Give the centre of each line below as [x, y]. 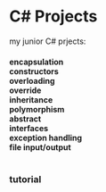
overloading [32, 80]
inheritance [31, 99]
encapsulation [37, 62]
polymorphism [37, 109]
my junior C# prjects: [48, 41]
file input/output [40, 147]
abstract [25, 119]
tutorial [25, 179]
